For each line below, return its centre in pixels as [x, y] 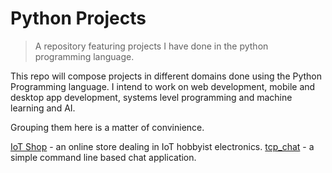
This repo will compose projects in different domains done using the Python [166, 76]
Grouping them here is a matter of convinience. [107, 127]
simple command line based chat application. [103, 157]
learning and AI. [43, 108]
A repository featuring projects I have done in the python [151, 46]
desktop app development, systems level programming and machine [151, 97]
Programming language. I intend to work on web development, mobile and [163, 86]
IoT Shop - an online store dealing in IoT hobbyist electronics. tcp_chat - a [162, 146]
